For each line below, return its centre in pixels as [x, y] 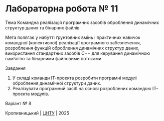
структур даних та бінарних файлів [42, 27]
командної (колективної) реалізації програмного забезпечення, [73, 42]
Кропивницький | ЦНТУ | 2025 [37, 113]
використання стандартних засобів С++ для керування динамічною [78, 53]
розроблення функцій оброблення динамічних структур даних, [72, 48]
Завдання [15, 68]
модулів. [40, 94]
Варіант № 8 [18, 103]
